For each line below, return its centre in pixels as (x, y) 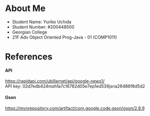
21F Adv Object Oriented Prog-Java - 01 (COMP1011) (65, 37)
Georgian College (30, 32)
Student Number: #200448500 (43, 27)
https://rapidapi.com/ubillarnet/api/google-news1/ (55, 81)
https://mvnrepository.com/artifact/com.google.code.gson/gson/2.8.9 (75, 108)
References (29, 57)
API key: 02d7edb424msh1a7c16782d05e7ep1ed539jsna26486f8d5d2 (75, 86)
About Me (25, 8)
